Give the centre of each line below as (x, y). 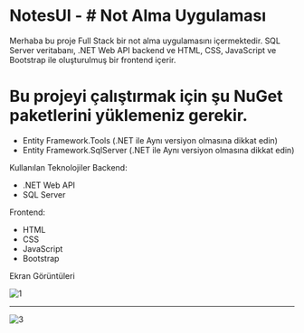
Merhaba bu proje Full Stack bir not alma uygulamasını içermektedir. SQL (145, 41)
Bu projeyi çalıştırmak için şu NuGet (146, 97)
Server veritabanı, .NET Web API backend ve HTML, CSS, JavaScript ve (143, 50)
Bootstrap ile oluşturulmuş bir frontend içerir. (93, 60)
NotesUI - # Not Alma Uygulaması (138, 16)
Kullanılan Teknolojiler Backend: (69, 167)
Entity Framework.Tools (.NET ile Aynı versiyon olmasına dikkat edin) (150, 140)
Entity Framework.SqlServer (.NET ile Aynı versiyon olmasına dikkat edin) (158, 150)
